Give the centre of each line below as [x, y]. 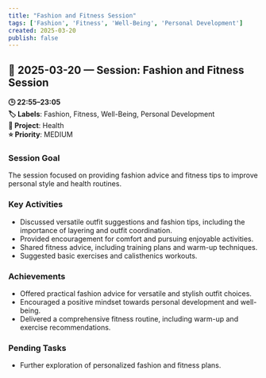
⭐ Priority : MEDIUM [40, 134]
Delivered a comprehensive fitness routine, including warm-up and [129, 318]
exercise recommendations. [65, 327]
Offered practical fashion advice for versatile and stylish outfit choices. [136, 293]
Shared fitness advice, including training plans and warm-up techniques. [139, 247]
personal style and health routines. [65, 184]
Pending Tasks [37, 348]
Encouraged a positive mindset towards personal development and [129, 302]
